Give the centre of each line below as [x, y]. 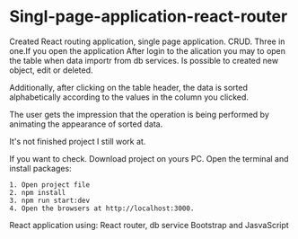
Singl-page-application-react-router [149, 17]
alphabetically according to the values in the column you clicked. [129, 97]
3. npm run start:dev [50, 200]
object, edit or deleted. [51, 70]
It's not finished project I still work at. [78, 141]
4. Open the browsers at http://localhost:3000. [102, 208]
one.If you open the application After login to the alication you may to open [147, 50]
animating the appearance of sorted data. [86, 124]
